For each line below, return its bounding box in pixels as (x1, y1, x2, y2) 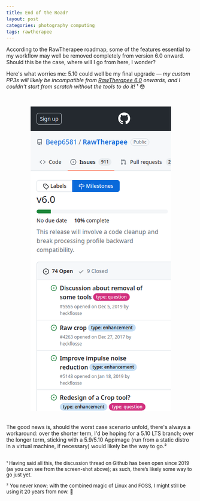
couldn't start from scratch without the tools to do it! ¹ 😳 (6, 83, 146, 90)
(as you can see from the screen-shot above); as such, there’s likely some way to (6, 466, 192, 472)
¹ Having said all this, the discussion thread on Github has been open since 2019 (6, 460, 190, 467)
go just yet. (6, 472, 32, 478)
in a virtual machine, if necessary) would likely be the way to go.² (6, 443, 167, 450)
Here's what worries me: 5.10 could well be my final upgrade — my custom (6, 70, 190, 77)
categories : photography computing (6, 22, 95, 28)
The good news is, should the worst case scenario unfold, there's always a (6, 424, 190, 431)
